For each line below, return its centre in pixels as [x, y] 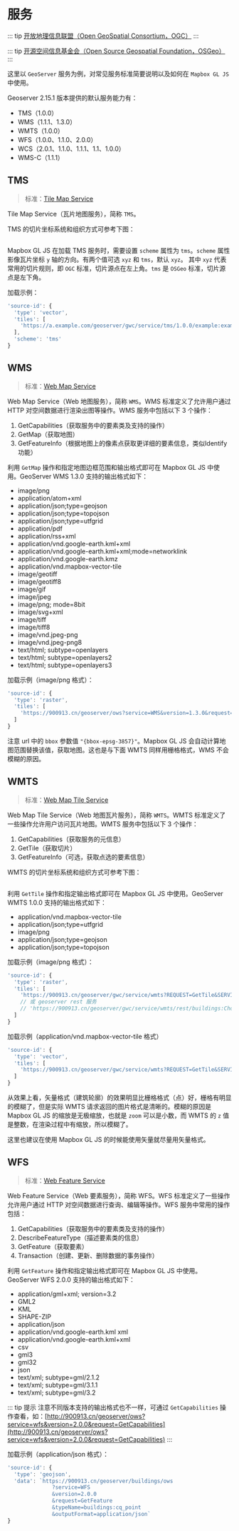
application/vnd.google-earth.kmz [68, 558]
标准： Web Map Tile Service [67, 800]
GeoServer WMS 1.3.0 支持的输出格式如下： [84, 476]
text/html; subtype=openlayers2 [65, 657]
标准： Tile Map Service [59, 199]
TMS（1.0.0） [38, 113]
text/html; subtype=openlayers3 [65, 665]
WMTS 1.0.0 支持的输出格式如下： [57, 902]
